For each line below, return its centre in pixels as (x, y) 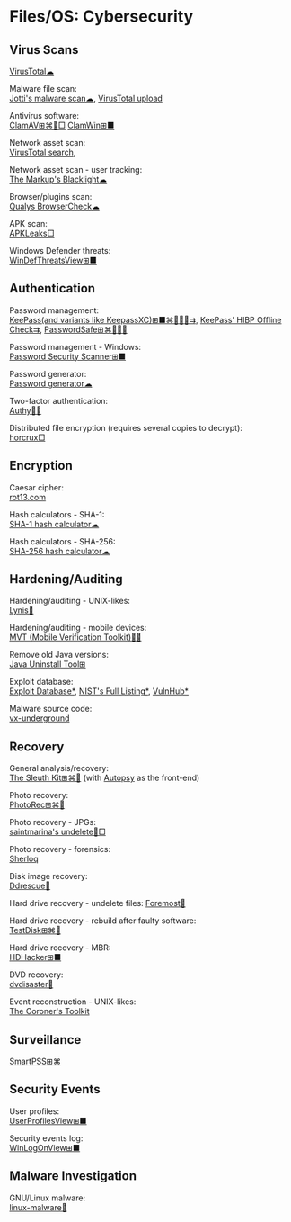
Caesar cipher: (37, 487)
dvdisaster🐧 (31, 984)
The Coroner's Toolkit (49, 1011)
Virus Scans (44, 50)
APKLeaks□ (32, 233)
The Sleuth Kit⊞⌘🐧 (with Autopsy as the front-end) (105, 778)
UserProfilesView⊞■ (48, 1120)
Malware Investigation (73, 1176)
